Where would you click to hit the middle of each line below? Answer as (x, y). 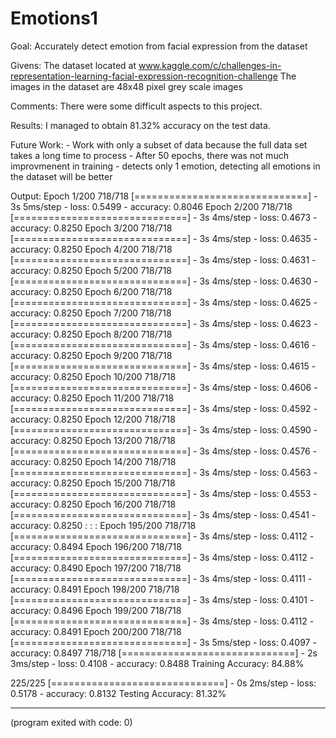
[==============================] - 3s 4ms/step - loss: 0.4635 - (164, 238)
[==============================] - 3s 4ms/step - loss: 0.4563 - (164, 472)
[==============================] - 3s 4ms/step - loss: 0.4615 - (163, 366)
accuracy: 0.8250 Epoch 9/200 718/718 (91, 355)
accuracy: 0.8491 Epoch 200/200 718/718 (96, 631)
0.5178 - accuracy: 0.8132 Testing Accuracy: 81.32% (118, 693)
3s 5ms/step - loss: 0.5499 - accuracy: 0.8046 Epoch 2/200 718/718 (151, 206)
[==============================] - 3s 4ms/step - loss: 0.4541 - (163, 514)
